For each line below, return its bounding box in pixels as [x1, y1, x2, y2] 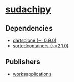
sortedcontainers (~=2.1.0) [12, 43, 69, 49]
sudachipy [5, 4, 51, 15]
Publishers [5, 58, 40, 66]
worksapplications [12, 71, 52, 77]
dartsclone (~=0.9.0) [12, 37, 57, 43]
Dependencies [5, 24, 53, 33]
